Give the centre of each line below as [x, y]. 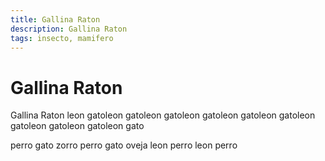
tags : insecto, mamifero [62, 38]
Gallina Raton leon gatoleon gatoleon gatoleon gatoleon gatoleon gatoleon [163, 115]
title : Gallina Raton [55, 19]
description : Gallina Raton [69, 29]
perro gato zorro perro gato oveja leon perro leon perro [124, 145]
